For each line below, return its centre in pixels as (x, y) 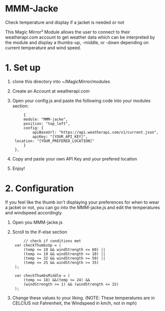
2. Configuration (40, 188)
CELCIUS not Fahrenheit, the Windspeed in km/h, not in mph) (75, 303)
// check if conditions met (52, 241)
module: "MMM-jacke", (46, 119)
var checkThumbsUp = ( (38, 245)
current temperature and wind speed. (43, 48)
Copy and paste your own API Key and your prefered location (75, 158)
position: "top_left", (47, 124)
